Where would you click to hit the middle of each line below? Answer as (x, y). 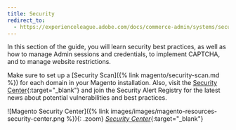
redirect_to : (26, 20)
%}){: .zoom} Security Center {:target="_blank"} (135, 119)
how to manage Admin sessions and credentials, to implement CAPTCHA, (114, 54)
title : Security (31, 14)
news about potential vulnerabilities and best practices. (87, 98)
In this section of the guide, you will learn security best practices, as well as (117, 47)
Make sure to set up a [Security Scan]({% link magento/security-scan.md (113, 75)
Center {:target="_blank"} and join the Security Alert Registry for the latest (114, 90)
